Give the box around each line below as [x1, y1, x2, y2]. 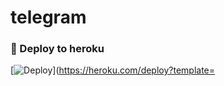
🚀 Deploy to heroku [10, 42, 105, 56]
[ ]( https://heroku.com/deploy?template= [10, 64, 216, 76]
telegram [10, 6, 87, 29]
